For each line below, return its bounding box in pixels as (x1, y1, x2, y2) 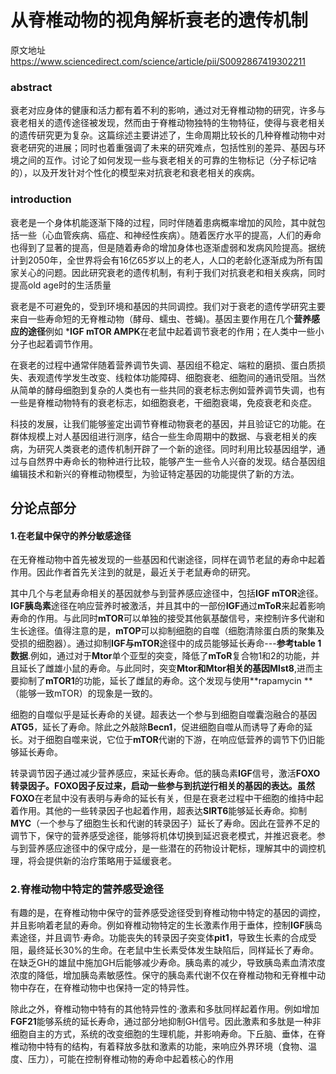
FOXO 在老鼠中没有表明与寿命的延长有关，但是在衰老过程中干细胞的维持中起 (10, 792, 324, 805)
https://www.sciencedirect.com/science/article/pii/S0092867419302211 (10, 55, 306, 67)
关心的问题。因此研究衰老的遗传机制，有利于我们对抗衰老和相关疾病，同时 (18, 266, 326, 278)
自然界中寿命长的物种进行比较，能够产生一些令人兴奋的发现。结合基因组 (27, 455, 326, 467)
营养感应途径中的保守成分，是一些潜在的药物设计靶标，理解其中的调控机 (27, 842, 326, 855)
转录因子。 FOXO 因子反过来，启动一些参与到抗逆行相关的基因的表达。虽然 (10, 780, 315, 792)
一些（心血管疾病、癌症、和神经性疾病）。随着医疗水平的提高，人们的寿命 (18, 229, 322, 241)
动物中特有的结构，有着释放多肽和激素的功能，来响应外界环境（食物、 (18, 1041, 308, 1053)
